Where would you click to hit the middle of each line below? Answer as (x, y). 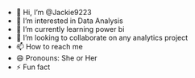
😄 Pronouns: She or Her (57, 58)
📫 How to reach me (49, 47)
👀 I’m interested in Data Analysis (69, 21)
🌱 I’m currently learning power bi (70, 29)
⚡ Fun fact (33, 67)
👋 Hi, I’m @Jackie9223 (54, 12)
